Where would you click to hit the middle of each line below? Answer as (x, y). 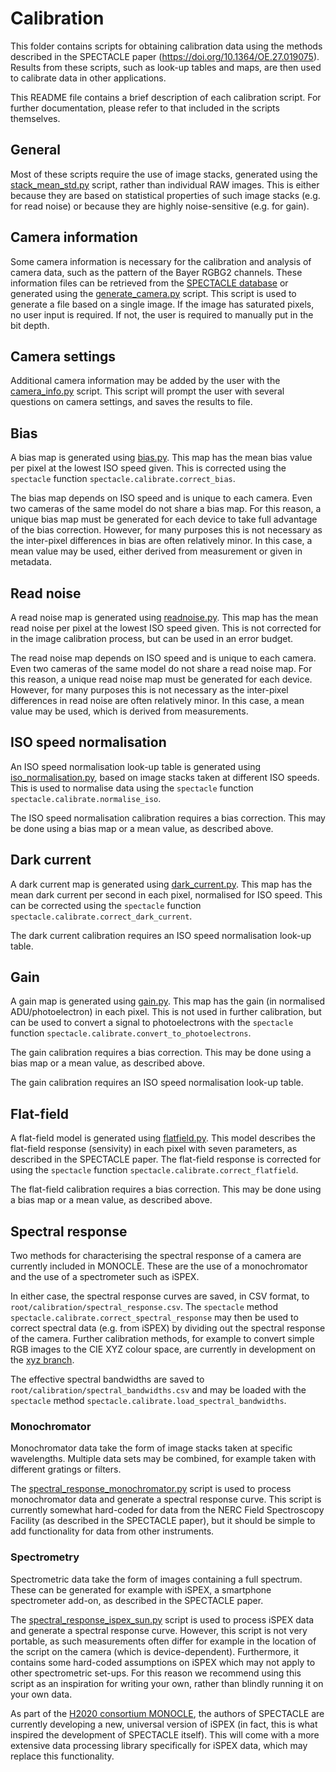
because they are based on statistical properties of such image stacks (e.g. (165, 195)
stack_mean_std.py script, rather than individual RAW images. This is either (165, 184)
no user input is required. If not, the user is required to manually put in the (162, 314)
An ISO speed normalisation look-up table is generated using (136, 766)
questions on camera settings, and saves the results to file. (131, 402)
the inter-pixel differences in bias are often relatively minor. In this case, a (161, 541)
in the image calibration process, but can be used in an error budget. (152, 638)
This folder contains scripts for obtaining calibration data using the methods (166, 46)
